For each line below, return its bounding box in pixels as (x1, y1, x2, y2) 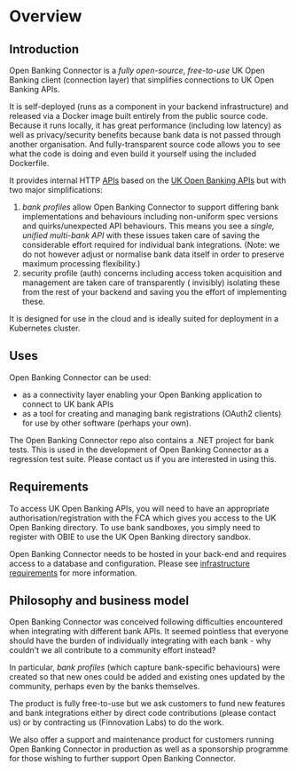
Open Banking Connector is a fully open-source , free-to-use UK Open (9, 65, 266, 76)
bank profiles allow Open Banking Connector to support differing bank (21, 202, 279, 212)
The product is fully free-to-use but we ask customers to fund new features (9, 698, 285, 709)
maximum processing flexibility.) (21, 259, 141, 268)
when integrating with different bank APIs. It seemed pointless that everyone (9, 626, 289, 637)
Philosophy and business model (9, 593, 189, 609)
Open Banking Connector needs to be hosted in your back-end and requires (9, 548, 287, 559)
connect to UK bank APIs (21, 398, 114, 410)
